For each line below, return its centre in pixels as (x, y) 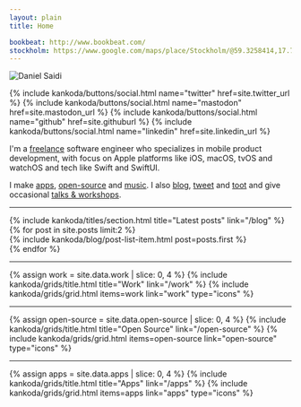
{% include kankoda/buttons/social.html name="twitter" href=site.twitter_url (150, 93)
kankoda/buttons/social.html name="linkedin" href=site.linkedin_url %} (140, 132)
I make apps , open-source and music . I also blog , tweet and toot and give (145, 186)
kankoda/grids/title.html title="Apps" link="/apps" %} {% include (129, 384)
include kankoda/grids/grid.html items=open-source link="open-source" (143, 339)
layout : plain (36, 17)
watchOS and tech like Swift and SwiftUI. (85, 168)
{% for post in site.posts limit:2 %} (73, 230)
